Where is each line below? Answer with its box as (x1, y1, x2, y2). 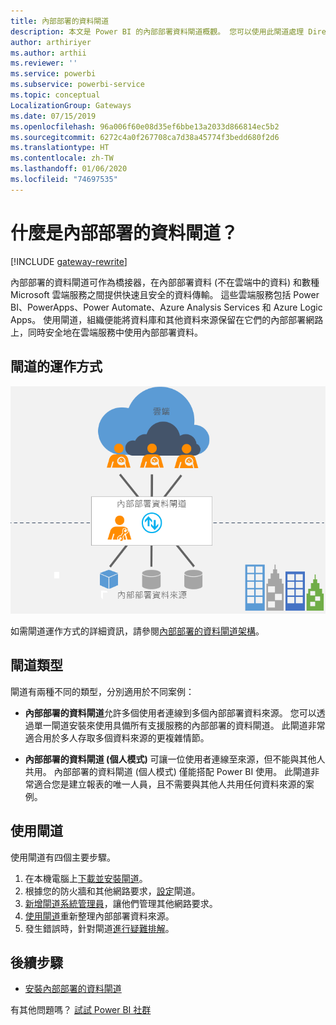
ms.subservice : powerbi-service (10, 80, 145, 90)
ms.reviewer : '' (10, 58, 78, 69)
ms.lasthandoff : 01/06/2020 (10, 164, 128, 174)
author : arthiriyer (10, 37, 92, 47)
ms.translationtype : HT (10, 143, 110, 153)
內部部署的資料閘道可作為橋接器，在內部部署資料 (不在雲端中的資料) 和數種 (10, 276, 320, 288)
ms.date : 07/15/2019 (10, 111, 97, 121)
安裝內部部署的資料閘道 (24, 983, 122, 995)
